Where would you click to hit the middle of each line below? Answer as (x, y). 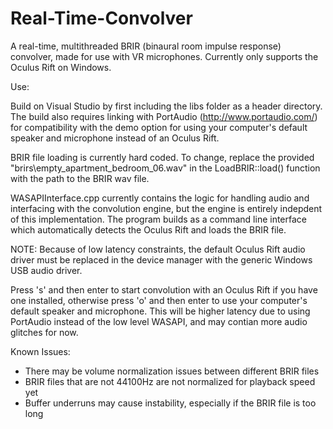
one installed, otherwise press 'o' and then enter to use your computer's (159, 300)
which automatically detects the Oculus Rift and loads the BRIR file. (148, 229)
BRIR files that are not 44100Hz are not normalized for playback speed (170, 381)
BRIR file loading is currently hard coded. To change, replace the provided (162, 157)
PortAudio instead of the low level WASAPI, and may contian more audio (159, 321)
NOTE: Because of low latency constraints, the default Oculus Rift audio (158, 249)
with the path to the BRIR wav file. (80, 178)
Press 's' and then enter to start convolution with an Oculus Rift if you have (164, 289)
